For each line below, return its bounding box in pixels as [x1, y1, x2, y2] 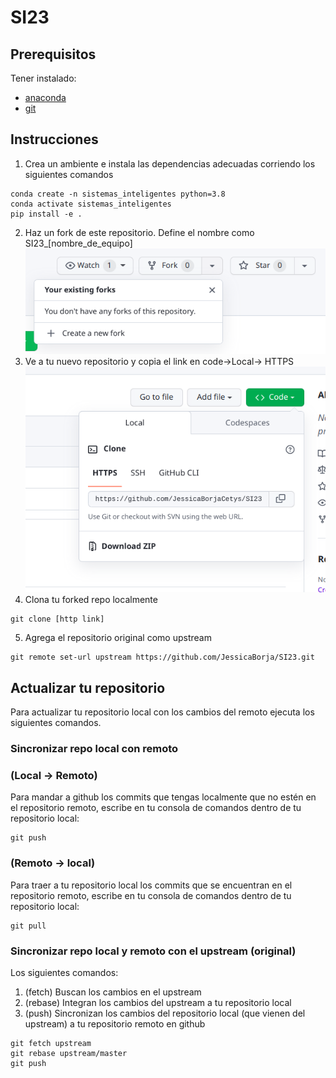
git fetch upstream [10, 1038, 92, 1048]
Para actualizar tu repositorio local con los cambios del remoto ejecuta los [10, 706, 315, 718]
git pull [10, 921, 47, 931]
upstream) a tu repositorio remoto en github [24, 1017, 206, 1030]
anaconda [24, 92, 67, 103]
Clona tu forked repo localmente [24, 594, 158, 606]
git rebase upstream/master [10, 1048, 128, 1058]
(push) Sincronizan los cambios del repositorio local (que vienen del [24, 1007, 306, 1019]
